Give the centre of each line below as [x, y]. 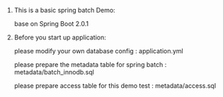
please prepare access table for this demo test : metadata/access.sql [115, 86]
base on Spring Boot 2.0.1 [51, 24]
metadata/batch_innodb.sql [54, 72]
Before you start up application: [60, 37]
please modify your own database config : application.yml [99, 51]
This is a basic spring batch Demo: [64, 10]
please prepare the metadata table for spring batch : [90, 65]
